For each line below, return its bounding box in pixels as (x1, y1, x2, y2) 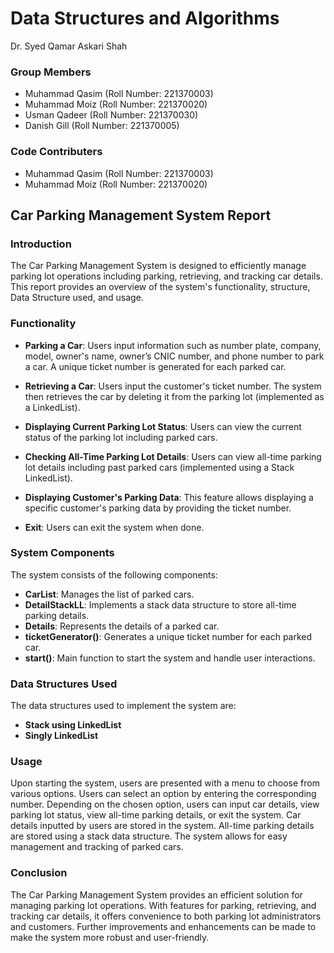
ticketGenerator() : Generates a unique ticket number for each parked (24, 630, 313, 642)
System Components (10, 546, 115, 560)
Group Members (10, 65, 92, 79)
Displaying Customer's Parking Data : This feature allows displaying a (24, 491, 314, 503)
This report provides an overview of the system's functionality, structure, (10, 281, 311, 293)
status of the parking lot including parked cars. (24, 431, 218, 443)
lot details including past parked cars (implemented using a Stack (24, 461, 295, 473)
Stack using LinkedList (24, 719, 122, 731)
